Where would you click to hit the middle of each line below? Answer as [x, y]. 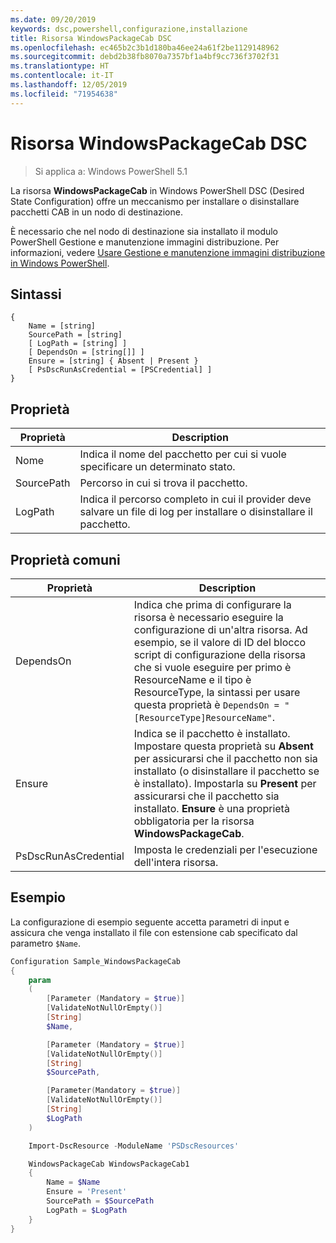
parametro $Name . [45, 943]
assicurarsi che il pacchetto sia [206, 796]
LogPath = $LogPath [87, 1210]
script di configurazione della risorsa [220, 654]
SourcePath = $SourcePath [100, 1201]
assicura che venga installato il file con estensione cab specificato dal [154, 932]
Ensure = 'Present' [87, 1192]
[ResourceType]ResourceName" [203, 717]
